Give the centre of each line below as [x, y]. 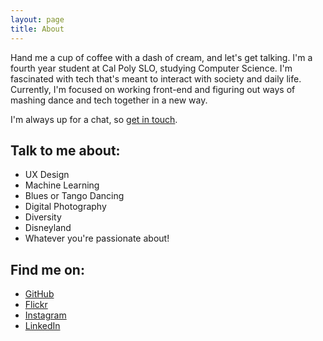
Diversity [43, 217]
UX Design [47, 175]
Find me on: [47, 269]
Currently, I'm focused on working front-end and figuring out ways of [153, 89]
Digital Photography [65, 207]
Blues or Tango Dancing [74, 196]
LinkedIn [42, 326]
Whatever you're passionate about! [97, 238]
